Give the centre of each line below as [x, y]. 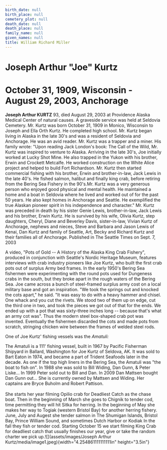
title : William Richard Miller [38, 43]
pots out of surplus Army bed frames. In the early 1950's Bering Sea [75, 268]
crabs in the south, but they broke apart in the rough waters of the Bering [80, 279]
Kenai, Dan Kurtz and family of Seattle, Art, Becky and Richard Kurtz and [80, 232]
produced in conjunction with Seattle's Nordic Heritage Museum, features [81, 257]
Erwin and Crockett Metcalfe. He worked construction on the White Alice [80, 162]
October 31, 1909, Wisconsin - [69, 90]
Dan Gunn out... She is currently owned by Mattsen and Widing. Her [75, 378]
